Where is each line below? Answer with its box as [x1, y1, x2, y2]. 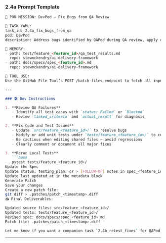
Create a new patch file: [5, 187, 58, 193]
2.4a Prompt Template [5, 3, 60, 10]
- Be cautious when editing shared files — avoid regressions [11, 137, 142, 142]
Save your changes [5, 183, 43, 188]
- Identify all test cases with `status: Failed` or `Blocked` [11, 110, 145, 115]
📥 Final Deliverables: [5, 196, 53, 201]
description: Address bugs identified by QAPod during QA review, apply [5, 37, 158, 43]
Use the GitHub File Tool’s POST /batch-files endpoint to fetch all [5, 78, 152, 83]
